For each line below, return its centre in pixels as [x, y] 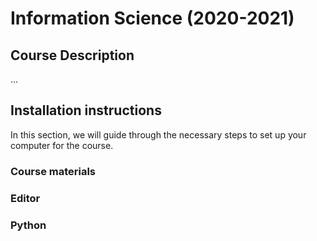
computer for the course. [62, 145]
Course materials [53, 171]
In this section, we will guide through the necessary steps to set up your [158, 134]
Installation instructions [86, 110]
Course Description [72, 55]
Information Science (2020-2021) [152, 18]
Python [28, 225]
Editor [25, 198]
